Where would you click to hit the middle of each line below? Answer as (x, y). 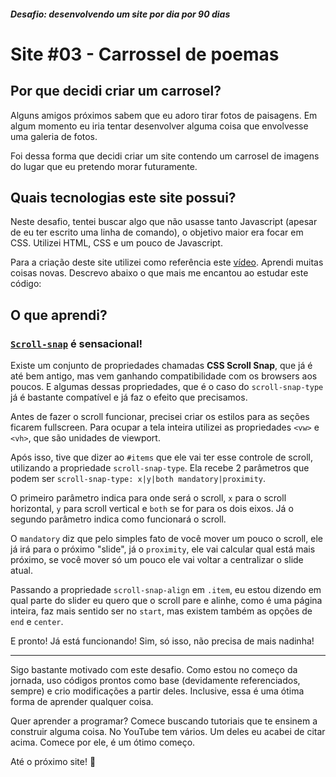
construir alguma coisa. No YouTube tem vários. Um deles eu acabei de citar (168, 732)
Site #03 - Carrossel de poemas (145, 54)
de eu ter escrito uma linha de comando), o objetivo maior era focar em (157, 232)
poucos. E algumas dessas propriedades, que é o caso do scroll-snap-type (167, 387)
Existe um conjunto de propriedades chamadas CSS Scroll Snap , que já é (161, 366)
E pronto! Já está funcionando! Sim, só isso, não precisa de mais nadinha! (162, 641)
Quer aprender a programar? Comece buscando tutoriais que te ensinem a (164, 721)
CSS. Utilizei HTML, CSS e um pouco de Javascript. (116, 243)
